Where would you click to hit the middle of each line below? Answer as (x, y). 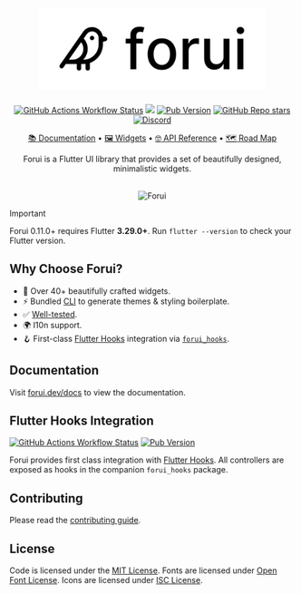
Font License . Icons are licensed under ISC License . (106, 580)
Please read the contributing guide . (75, 521)
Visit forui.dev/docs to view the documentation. (97, 392)
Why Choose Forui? (66, 269)
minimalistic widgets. (152, 168)
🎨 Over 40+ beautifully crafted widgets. (96, 291)
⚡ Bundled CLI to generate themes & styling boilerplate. (126, 301)
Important (28, 213)
